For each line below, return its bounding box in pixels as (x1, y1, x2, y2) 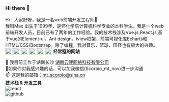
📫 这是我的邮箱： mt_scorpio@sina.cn (5, 72, 86, 78)
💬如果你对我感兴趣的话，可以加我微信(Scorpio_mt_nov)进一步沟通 (5, 65, 144, 72)
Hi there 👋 (5, 5, 31, 12)
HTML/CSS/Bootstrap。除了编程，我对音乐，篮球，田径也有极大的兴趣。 (5, 42, 158, 48)
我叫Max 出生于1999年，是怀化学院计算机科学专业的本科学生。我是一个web (5, 23, 164, 29)
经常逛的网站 (53, 48, 80, 55)
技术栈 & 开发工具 (5, 80, 42, 86)
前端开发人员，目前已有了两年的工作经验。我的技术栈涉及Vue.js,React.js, (5, 29, 158, 36)
